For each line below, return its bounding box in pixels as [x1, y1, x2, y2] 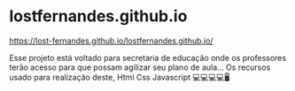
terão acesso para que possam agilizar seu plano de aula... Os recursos [9, 62, 271, 72]
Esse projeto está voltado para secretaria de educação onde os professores [9, 52, 286, 63]
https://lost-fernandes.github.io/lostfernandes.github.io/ [9, 35, 213, 46]
